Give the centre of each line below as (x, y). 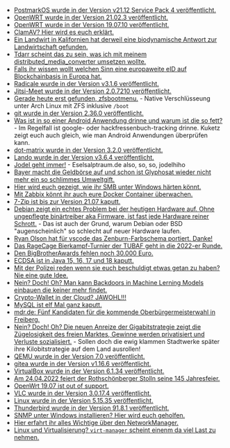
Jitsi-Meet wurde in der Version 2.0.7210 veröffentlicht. (92, 91)
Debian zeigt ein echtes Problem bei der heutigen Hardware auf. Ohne (114, 209)
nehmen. (26, 437)
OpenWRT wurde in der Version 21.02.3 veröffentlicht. (91, 17)
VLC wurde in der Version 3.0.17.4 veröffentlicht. (82, 393)
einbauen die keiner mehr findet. (60, 290)
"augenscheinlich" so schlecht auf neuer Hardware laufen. (98, 231)
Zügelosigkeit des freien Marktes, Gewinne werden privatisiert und (109, 334)
